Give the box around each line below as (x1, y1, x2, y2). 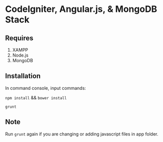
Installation (5, 72, 41, 80)
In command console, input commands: (5, 85, 86, 91)
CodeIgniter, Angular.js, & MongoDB (5, 3, 158, 15)
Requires (5, 34, 34, 42)
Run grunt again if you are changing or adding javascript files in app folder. (5, 131, 159, 137)
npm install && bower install (5, 94, 67, 100)
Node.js (12, 52, 29, 58)
